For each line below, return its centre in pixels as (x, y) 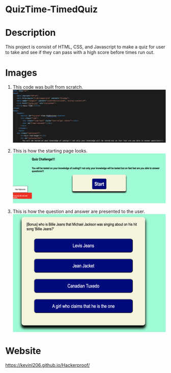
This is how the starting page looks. (50, 151)
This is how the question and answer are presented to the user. (79, 211)
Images (21, 73)
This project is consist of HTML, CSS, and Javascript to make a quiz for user (85, 47)
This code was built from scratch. (48, 87)
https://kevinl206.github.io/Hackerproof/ (48, 365)
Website (23, 351)
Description (31, 33)
